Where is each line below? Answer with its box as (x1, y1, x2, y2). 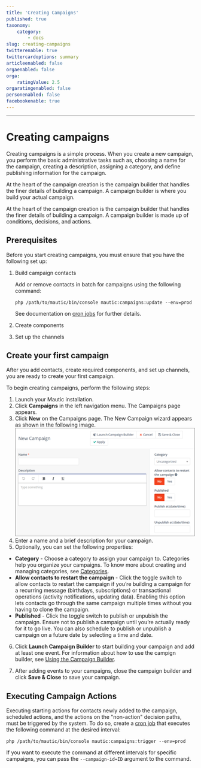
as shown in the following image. (14, 421, 96, 428)
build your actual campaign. (6, 193, 75, 201)
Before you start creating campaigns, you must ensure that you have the (6, 251, 185, 258)
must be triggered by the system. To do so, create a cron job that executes (6, 719, 190, 727)
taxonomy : (6, 22, 31, 28)
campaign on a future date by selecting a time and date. (14, 631, 153, 639)
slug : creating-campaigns (6, 41, 71, 47)
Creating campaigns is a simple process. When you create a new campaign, (6, 150, 194, 157)
